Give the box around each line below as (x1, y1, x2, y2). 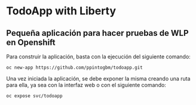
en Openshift (6, 37, 56, 47)
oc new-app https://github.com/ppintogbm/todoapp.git (6, 64, 143, 70)
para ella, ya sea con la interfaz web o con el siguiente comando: (6, 82, 166, 88)
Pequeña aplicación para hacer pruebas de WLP (6, 28, 189, 38)
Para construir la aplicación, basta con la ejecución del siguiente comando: (6, 53, 191, 60)
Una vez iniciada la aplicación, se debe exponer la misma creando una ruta (6, 75, 191, 82)
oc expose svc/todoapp (6, 93, 63, 99)
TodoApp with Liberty (6, 4, 117, 18)
